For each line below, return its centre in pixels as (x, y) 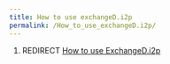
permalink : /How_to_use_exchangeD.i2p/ (83, 25)
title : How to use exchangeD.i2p (71, 17)
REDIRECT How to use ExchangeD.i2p (91, 50)
